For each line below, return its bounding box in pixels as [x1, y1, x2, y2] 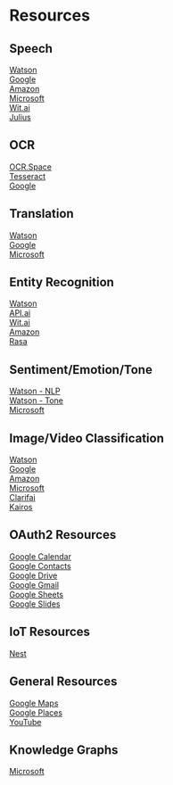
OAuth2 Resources [9, 527, 117, 542]
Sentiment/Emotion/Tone [9, 362, 153, 377]
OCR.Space [9, 161, 52, 172]
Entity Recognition [9, 275, 114, 290]
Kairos [9, 501, 33, 513]
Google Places [9, 706, 63, 718]
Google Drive [9, 570, 58, 581]
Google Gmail [9, 579, 60, 590]
